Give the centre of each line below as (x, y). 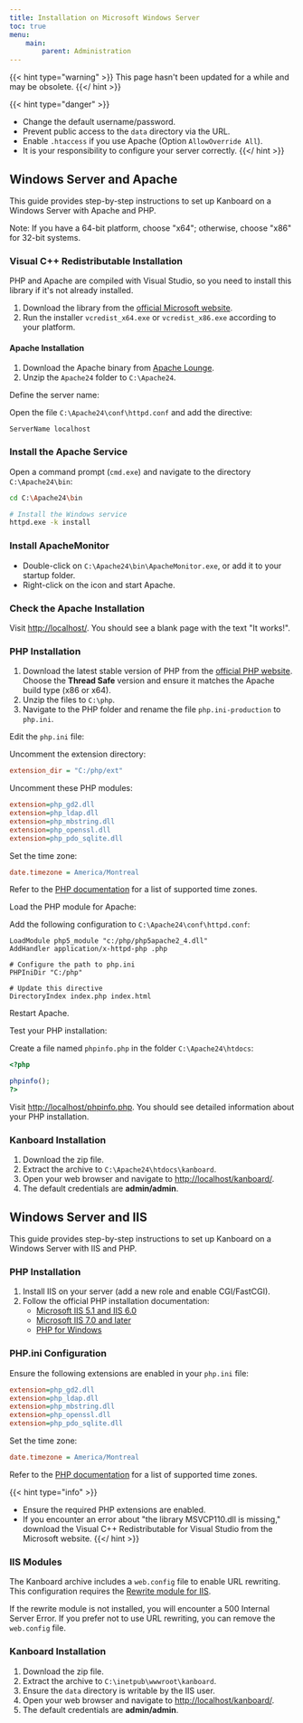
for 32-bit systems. (45, 237)
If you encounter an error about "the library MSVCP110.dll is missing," (151, 1519)
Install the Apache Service (69, 452)
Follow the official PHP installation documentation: (116, 1301)
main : (36, 43)
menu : (19, 34)
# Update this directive (56, 989)
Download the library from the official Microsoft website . (128, 308)
